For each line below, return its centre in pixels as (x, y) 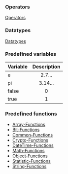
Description (46, 67)
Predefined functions (31, 113)
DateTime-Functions (33, 145)
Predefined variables (31, 54)
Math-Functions (28, 151)
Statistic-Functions (31, 161)
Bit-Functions (26, 130)
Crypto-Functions (30, 140)
